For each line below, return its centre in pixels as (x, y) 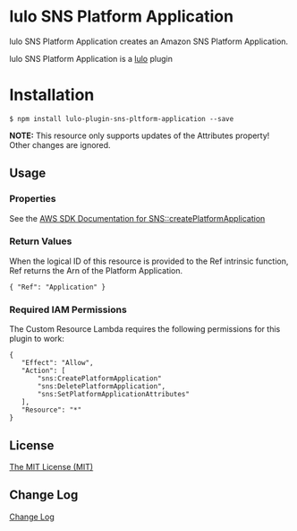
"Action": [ (43, 371)
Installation (52, 95)
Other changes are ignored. (60, 144)
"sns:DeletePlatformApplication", (102, 387)
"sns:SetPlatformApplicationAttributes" (114, 395)
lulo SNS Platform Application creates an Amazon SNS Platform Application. (149, 41)
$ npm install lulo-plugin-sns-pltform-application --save (122, 118)
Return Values (41, 241)
